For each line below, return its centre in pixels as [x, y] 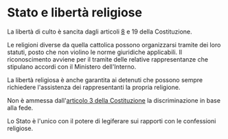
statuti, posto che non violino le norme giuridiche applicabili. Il [95, 52]
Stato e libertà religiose [75, 13]
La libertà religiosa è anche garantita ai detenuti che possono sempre [105, 79]
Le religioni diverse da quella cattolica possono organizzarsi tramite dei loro [114, 45]
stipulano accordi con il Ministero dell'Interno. [72, 66]
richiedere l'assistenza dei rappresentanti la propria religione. [94, 87]
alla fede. [20, 108]
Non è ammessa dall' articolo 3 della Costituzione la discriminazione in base [114, 100]
